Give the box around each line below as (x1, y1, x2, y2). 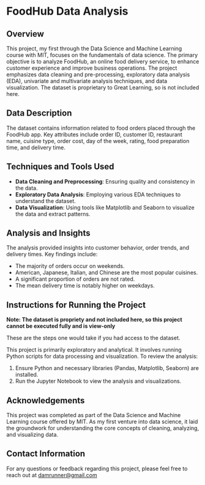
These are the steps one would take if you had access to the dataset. (6, 335, 181, 342)
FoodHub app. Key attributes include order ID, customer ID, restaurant (6, 130, 182, 138)
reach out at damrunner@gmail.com (6, 471, 97, 478)
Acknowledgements (6, 395, 85, 405)
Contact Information (6, 448, 86, 459)
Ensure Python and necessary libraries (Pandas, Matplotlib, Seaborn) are (15, 365, 199, 372)
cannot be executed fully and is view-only (6, 322, 116, 330)
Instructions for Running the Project (6, 300, 146, 310)
